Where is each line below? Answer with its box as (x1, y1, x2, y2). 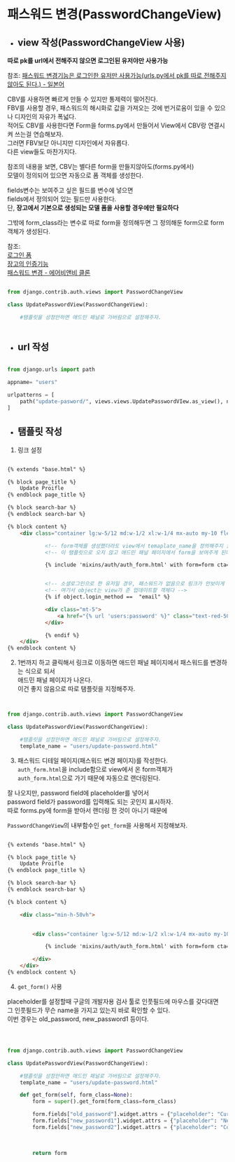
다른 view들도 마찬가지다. (7, 148, 77, 156)
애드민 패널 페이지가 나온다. (17, 676, 93, 684)
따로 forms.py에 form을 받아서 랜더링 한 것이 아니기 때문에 (7, 806, 168, 814)
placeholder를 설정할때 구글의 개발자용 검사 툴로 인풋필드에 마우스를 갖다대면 (7, 997, 219, 1006)
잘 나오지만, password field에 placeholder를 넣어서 (7, 788, 149, 797)
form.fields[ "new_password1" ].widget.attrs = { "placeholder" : (32, 1117, 218, 1124)
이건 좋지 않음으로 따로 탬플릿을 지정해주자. (17, 685, 136, 693)
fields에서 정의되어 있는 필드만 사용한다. (7, 195, 117, 203)
